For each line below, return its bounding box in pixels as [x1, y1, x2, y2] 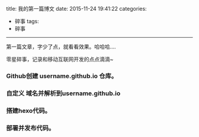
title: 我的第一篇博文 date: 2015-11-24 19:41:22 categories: [6, 5, 147, 12]
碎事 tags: [14, 18, 40, 25]
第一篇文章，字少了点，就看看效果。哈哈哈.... [6, 43, 117, 50]
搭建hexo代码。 [6, 106, 52, 115]
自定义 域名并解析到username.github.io [6, 89, 121, 97]
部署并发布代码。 [6, 123, 55, 132]
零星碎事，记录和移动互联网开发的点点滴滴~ [6, 56, 114, 63]
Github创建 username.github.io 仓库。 [6, 71, 118, 80]
